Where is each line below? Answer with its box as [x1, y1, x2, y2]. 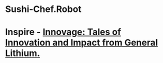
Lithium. [5, 47, 40, 59]
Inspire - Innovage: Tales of [5, 26, 121, 38]
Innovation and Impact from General [5, 37, 158, 48]
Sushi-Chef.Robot [5, 3, 81, 15]
